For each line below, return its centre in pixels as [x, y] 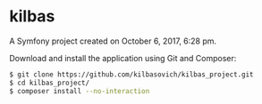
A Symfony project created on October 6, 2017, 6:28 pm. [113, 41]
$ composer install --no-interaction [80, 91]
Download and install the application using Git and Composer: [123, 58]
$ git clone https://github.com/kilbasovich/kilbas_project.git [131, 74]
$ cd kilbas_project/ [50, 83]
